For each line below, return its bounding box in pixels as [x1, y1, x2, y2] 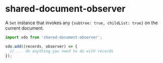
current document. [5, 25, 44, 31]
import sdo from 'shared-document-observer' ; [5, 35, 102, 40]
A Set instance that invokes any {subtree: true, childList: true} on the [5, 20, 158, 26]
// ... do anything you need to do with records [10, 48, 114, 53]
